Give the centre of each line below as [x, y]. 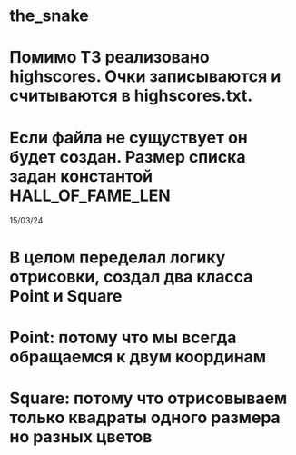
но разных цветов [81, 436]
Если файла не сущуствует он [128, 138]
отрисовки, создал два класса [131, 277]
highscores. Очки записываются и [145, 77]
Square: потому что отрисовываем [148, 398]
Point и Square [66, 296]
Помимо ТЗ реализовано [110, 58]
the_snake [49, 16]
